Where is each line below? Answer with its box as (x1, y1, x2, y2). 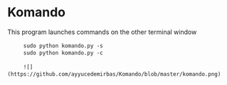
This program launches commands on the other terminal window (7, 28, 197, 36)
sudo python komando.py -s (23, 42, 103, 50)
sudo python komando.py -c (23, 49, 103, 57)
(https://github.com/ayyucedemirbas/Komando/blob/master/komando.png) (7, 70, 221, 78)
